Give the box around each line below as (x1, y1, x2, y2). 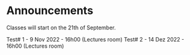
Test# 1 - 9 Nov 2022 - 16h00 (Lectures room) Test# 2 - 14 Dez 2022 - (6, 35, 184, 43)
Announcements (6, 4, 94, 18)
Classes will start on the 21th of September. (6, 24, 116, 31)
